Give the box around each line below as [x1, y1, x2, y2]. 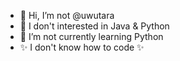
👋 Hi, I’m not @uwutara [19, 10, 115, 21]
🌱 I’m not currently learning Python [19, 31, 164, 42]
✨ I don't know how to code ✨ [19, 41, 145, 53]
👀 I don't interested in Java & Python [19, 20, 170, 32]
